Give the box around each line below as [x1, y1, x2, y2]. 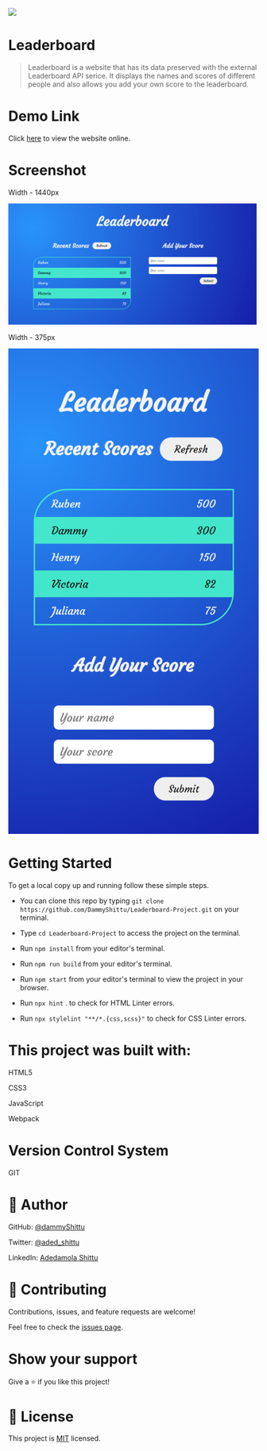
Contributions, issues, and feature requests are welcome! [8, 1306, 196, 1316]
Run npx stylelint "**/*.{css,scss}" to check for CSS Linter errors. [19, 1013, 247, 1023]
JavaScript [8, 1098, 44, 1108]
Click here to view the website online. [8, 133, 131, 143]
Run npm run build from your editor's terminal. [19, 959, 172, 968]
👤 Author [8, 1195, 68, 1214]
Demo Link [8, 107, 80, 125]
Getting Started [8, 855, 113, 873]
